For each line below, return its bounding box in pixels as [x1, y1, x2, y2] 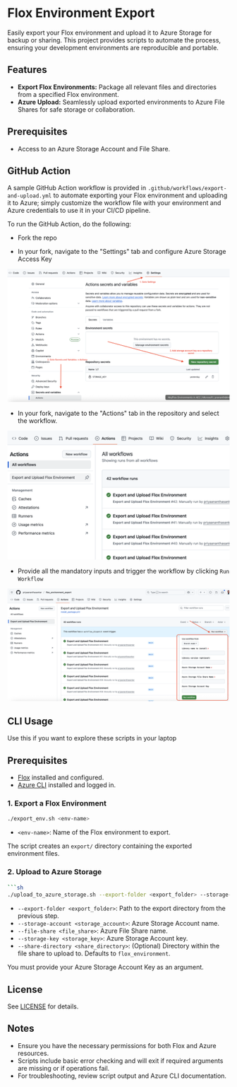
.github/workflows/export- [147, 185, 227, 192]
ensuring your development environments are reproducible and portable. [7, 43, 219, 52]
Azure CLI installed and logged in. [17, 781, 116, 789]
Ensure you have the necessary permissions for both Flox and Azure [17, 1041, 217, 1050]
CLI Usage [7, 715, 54, 727]
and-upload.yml [7, 192, 52, 199]
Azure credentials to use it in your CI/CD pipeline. [7, 207, 151, 215]
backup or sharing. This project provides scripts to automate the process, [7, 35, 221, 44]
